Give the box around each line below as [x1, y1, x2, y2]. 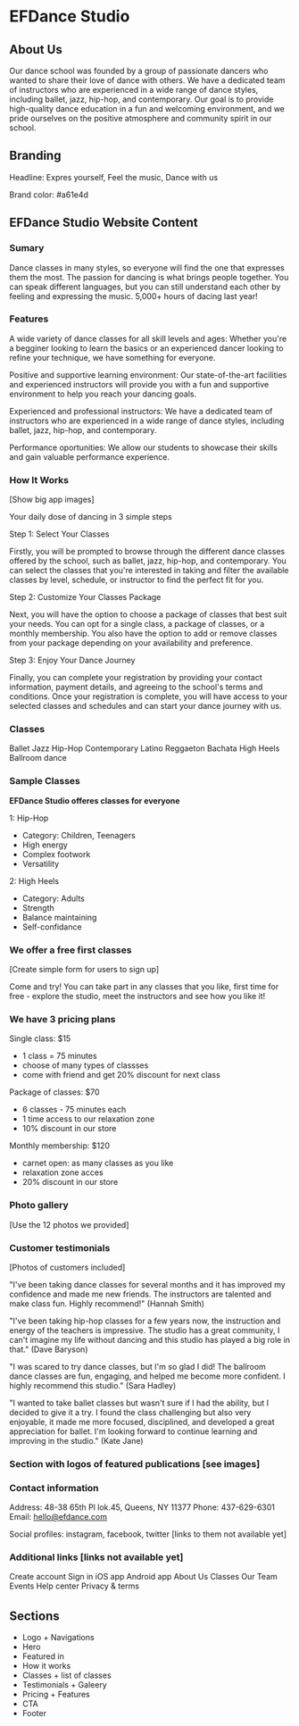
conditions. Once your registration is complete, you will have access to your [9, 691, 288, 702]
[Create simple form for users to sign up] [9, 963, 159, 974]
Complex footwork [21, 848, 91, 859]
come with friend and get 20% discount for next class [21, 1070, 220, 1080]
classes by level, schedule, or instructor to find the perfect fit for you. [9, 574, 264, 586]
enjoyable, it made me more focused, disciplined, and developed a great [9, 1416, 275, 1427]
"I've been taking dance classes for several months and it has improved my [9, 1279, 286, 1289]
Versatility [21, 858, 60, 869]
